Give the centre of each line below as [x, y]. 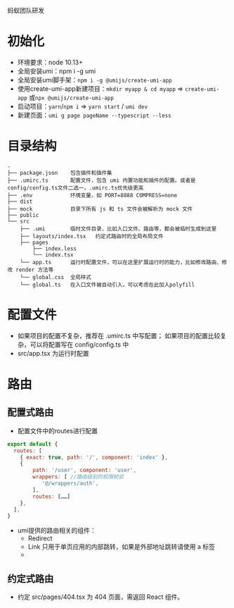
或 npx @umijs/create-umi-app [72, 97]
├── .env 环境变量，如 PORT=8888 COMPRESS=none [92, 195]
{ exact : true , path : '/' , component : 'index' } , [94, 457]
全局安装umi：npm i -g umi [57, 71]
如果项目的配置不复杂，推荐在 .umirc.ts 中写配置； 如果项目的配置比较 [119, 335]
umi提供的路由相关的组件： [57, 531]
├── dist [20, 201]
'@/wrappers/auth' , [70, 484]
